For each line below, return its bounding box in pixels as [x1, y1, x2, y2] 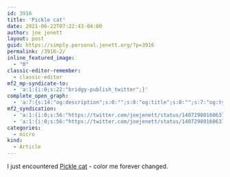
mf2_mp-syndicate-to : [7, 80, 69, 87]
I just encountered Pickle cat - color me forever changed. [7, 162, 168, 170]
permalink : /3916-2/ [7, 49, 66, 55]
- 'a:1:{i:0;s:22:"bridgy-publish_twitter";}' [13, 86, 149, 93]
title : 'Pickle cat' [7, 16, 66, 23]
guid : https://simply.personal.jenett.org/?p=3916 [7, 42, 155, 49]
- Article [13, 144, 41, 150]
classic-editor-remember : [7, 67, 81, 74]
